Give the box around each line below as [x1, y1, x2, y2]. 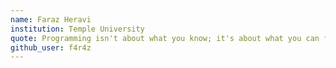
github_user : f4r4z [10, 42, 92, 53]
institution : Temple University [10, 24, 145, 34]
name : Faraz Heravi [10, 14, 92, 25]
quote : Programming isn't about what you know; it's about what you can [10, 33, 320, 43]
